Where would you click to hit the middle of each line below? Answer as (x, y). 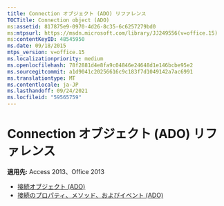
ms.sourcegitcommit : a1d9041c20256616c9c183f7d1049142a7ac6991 (100, 71)
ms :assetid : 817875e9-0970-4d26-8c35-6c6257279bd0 (82, 26)
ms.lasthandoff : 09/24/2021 (48, 91)
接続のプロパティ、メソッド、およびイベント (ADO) (90, 195)
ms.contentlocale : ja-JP (43, 85)
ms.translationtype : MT (41, 78)
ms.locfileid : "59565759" (44, 98)
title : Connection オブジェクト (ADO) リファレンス (77, 14)
